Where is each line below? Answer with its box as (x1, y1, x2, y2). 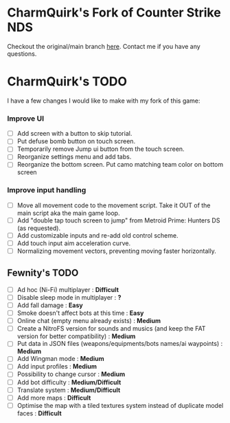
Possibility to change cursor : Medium (16, 370, 126, 378)
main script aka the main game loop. (16, 209, 120, 217)
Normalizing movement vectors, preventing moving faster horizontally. (16, 247, 216, 256)
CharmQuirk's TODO (7, 74, 128, 90)
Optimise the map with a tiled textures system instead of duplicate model (16, 401, 224, 409)
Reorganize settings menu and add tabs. (16, 153, 132, 161)
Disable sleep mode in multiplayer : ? (16, 293, 122, 301)
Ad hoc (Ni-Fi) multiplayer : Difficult (16, 285, 119, 293)
